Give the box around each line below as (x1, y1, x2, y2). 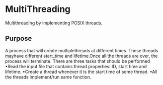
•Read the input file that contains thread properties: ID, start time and (5, 63, 147, 69)
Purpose (5, 34, 32, 43)
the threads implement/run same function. (5, 74, 91, 80)
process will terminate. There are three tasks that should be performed (5, 58, 150, 64)
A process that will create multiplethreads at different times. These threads (5, 47, 158, 53)
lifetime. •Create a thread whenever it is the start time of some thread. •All (5, 69, 158, 75)
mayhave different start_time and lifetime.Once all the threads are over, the (5, 53, 158, 59)
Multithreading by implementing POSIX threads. (5, 20, 103, 26)
